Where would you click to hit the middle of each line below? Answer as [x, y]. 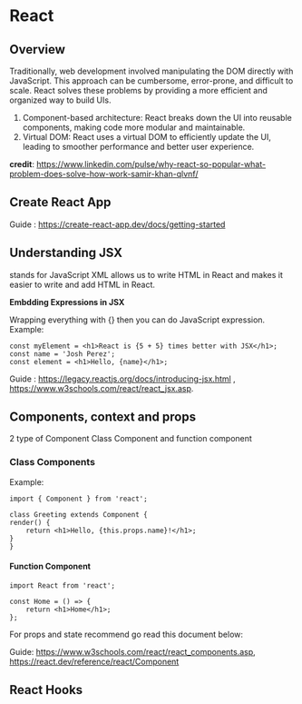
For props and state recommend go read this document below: [126, 634]
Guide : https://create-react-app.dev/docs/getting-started [117, 224]
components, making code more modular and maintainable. [134, 127]
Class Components [52, 462]
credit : [22, 164]
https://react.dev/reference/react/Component [94, 661]
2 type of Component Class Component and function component [131, 439]
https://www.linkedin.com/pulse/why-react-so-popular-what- [151, 164]
